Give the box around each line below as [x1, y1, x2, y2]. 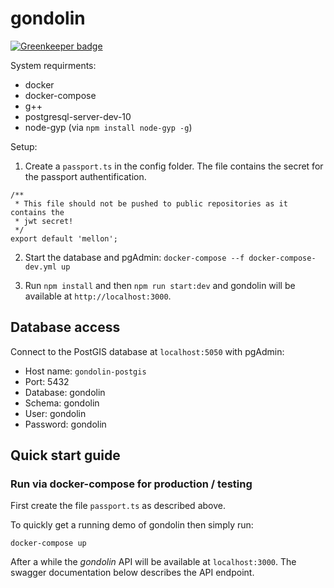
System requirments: [10, 59, 97, 71]
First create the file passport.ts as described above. [10, 500, 226, 512]
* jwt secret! [14, 216, 74, 226]
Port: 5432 [24, 375, 70, 387]
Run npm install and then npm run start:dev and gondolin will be [24, 279, 296, 291]
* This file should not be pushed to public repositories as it [14, 198, 288, 209]
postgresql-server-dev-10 [24, 110, 132, 122]
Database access [10, 319, 121, 336]
